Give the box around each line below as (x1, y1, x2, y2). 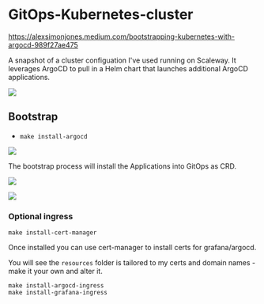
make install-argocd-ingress (8, 282, 104, 290)
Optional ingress (8, 211, 74, 222)
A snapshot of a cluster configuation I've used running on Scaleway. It (8, 55, 237, 65)
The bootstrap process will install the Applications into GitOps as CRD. (8, 161, 237, 171)
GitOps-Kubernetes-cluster (8, 6, 194, 24)
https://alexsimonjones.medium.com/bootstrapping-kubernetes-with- (8, 32, 236, 41)
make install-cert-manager (8, 229, 97, 237)
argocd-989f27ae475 (8, 40, 79, 49)
